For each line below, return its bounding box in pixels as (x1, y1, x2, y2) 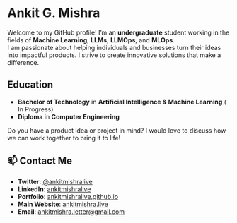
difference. (7, 58, 40, 66)
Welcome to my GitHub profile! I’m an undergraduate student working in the (7, 28, 230, 37)
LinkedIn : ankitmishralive (17, 185, 91, 193)
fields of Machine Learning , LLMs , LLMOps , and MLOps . (7, 35, 175, 44)
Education (7, 79, 54, 91)
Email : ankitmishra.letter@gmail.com (17, 207, 125, 216)
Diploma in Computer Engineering (17, 112, 120, 121)
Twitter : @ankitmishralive (17, 177, 93, 186)
